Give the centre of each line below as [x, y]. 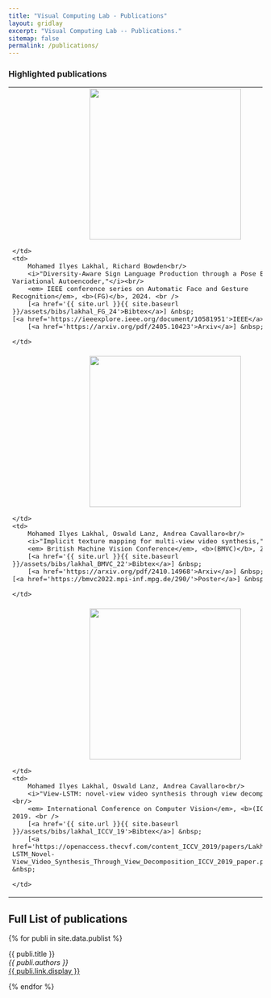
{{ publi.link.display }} [44, 971]
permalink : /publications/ [54, 46]
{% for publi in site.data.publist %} [65, 938]
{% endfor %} [31, 987]
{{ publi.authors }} [38, 963]
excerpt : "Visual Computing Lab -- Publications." [95, 31]
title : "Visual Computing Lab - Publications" [88, 16]
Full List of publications [68, 919]
